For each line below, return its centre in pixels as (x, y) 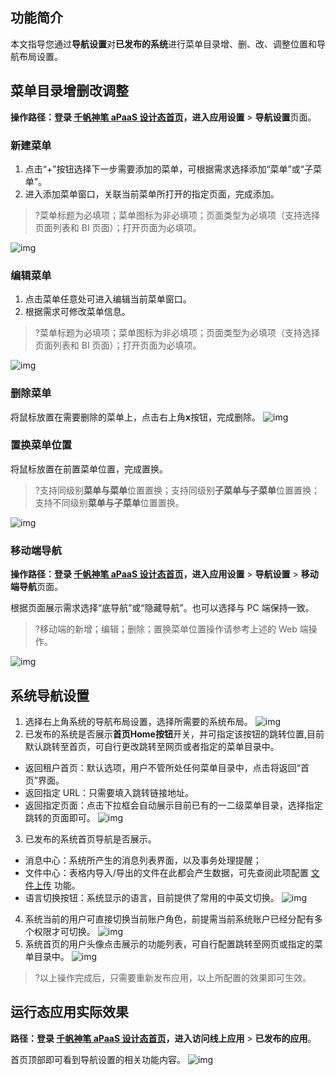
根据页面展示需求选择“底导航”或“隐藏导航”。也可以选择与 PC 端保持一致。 (162, 608)
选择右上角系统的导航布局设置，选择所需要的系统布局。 (138, 721)
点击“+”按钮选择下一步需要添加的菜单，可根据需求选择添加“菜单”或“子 (168, 169)
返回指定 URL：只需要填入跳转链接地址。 (109, 792)
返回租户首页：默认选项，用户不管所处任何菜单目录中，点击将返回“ (162, 767)
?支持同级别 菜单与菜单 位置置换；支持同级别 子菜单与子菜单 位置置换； (177, 490)
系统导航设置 (50, 695)
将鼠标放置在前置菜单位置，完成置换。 (89, 469)
